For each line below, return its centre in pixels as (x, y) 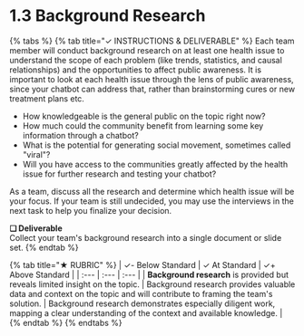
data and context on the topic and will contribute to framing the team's (141, 293)
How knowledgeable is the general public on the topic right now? (144, 116)
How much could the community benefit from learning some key (143, 125)
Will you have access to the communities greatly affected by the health (155, 164)
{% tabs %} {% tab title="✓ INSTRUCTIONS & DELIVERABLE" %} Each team (152, 41)
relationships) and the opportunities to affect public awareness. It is (135, 70)
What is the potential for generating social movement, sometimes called (157, 145)
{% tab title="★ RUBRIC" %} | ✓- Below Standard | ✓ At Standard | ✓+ (142, 264)
